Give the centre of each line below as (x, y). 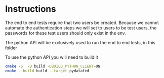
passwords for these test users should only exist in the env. (65, 33)
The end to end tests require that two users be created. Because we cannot (82, 23)
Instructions (31, 9)
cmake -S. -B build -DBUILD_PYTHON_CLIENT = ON (53, 66)
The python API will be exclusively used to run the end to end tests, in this (80, 42)
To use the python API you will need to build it (52, 57)
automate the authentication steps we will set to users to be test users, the (81, 27)
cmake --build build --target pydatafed (47, 71)
